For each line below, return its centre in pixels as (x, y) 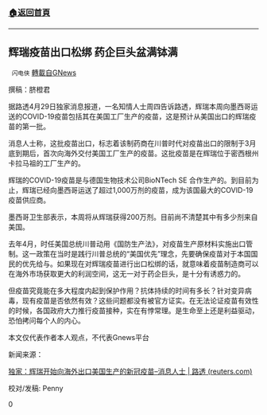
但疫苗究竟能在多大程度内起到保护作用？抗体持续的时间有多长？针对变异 (126, 291)
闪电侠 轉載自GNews (44, 72)
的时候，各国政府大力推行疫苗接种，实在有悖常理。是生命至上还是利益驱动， (133, 311)
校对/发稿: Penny (36, 389)
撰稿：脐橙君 (29, 90)
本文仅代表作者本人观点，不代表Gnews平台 (79, 338)
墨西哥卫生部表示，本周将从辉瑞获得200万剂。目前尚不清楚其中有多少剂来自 (133, 217)
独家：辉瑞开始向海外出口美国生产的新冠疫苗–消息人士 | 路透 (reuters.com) (130, 371)
